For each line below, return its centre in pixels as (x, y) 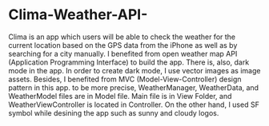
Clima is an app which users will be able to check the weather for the (122, 37)
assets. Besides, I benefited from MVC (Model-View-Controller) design (125, 79)
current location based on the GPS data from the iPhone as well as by (123, 45)
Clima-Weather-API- (78, 15)
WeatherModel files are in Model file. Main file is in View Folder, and (120, 96)
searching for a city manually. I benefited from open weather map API (123, 53)
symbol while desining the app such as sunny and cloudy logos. (114, 112)
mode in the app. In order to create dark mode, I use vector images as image (134, 70)
